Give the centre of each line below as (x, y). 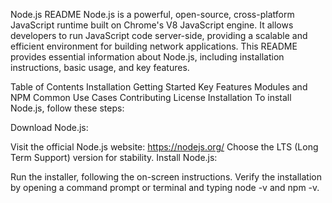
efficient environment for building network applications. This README (154, 46)
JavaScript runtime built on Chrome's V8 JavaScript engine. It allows (152, 25)
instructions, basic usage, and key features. (100, 67)
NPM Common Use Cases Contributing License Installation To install (151, 97)
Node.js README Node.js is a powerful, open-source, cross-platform (152, 14)
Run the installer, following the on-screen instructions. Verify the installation (166, 177)
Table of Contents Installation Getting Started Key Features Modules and (159, 87)
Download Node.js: (49, 127)
